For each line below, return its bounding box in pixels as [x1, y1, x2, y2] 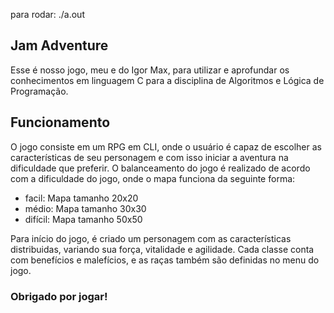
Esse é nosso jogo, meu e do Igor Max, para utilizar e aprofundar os [10, 64, 290, 76]
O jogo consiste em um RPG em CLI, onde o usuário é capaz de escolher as [10, 140, 322, 153]
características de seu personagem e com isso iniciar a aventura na [10, 151, 289, 163]
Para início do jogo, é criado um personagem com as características [10, 232, 292, 244]
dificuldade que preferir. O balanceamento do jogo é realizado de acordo [10, 162, 311, 174]
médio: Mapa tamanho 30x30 [24, 202, 147, 214]
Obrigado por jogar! [10, 289, 108, 303]
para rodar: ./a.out [10, 9, 85, 20]
